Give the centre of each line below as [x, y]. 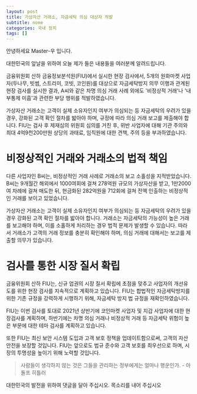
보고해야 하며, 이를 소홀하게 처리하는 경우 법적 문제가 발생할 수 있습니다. [94, 226]
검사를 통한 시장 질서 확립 [63, 266]
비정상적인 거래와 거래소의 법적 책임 [87, 159]
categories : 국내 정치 [31, 28]
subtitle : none [25, 22]
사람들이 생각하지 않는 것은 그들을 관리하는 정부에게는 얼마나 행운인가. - [102, 365]
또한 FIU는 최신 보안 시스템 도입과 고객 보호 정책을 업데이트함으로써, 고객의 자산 [97, 338]
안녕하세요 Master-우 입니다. [39, 51]
